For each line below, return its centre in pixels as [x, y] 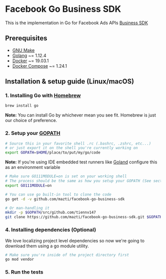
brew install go [22, 106]
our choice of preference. [31, 120]
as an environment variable [33, 167]
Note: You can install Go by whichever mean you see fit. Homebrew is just [81, 115]
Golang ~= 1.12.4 [29, 55]
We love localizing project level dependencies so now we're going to [75, 240]
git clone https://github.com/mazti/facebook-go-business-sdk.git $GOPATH [84, 217]
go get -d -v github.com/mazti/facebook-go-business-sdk [65, 199]
